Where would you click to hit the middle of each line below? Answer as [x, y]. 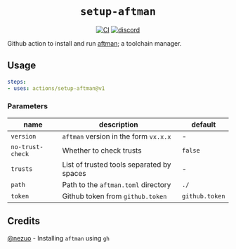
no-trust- [27, 147]
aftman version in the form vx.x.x [117, 136]
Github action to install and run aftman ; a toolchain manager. [94, 43]
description [118, 124]
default [204, 124]
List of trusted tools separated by [117, 165]
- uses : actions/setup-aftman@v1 [56, 88]
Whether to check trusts [102, 151]
